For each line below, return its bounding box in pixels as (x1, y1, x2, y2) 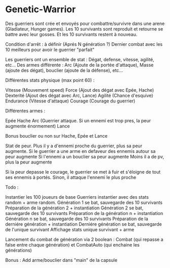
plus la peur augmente (5, 159, 52, 165)
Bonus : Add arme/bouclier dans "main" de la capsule (5, 257, 118, 263)
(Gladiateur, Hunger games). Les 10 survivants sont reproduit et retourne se (5, 25, 163, 32)
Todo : (5, 184, 19, 190)
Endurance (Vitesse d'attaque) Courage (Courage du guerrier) (5, 98, 135, 104)
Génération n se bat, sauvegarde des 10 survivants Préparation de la (5, 216, 148, 222)
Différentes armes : (5, 108, 46, 114)
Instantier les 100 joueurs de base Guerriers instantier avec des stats (5, 194, 149, 200)
